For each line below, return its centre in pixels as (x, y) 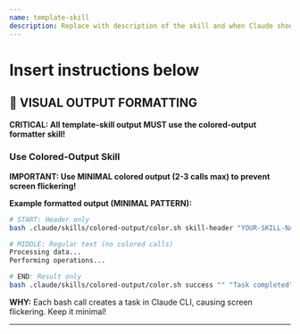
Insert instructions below (104, 70)
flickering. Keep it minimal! (58, 311)
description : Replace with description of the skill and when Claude (142, 26)
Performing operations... (57, 261)
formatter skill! (37, 134)
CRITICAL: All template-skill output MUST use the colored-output (133, 124)
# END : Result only (46, 277)
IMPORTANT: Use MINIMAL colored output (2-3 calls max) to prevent (140, 176)
